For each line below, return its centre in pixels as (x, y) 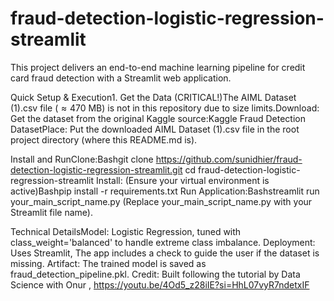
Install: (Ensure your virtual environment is (182, 180)
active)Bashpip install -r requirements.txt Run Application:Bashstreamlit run (165, 191)
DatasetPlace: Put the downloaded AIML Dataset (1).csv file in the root (155, 129)
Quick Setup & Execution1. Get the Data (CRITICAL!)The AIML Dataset (153, 97)
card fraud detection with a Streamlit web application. (121, 78)
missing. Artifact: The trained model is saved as (108, 263)
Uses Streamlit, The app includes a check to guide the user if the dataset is (165, 253)
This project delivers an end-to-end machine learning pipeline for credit (158, 67)
